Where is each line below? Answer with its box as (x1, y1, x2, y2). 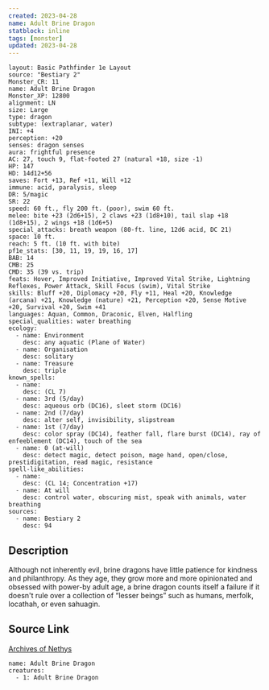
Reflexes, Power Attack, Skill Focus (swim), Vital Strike (8, 283, 211, 291)
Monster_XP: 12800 (8, 92, 70, 101)
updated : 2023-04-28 (8, 42, 78, 50)
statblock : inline (8, 27, 70, 35)
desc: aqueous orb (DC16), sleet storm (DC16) (23, 402, 182, 411)
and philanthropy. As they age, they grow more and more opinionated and (8, 573, 253, 583)
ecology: (8, 324, 38, 333)
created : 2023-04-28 (8, 11, 78, 20)
